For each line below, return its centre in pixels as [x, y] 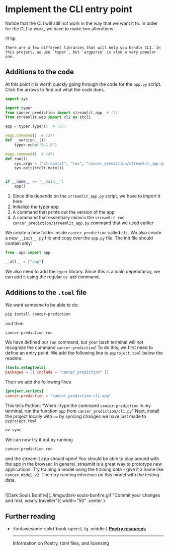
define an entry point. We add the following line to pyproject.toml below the [84, 353]
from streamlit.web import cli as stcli [48, 117]
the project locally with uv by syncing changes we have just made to [76, 416]
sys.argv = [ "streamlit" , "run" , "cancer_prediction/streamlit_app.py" [91, 163]
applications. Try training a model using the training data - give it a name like [84, 469]
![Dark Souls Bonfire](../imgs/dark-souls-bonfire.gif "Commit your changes [83, 495]
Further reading [30, 516]
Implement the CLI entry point [69, 9]
